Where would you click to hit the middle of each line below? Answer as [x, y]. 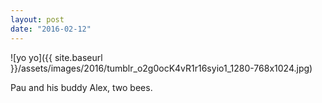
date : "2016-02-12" [51, 29]
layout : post [37, 19]
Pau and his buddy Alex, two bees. [81, 87]
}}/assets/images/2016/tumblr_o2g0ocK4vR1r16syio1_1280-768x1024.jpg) [161, 68]
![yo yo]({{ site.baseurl [56, 57]
